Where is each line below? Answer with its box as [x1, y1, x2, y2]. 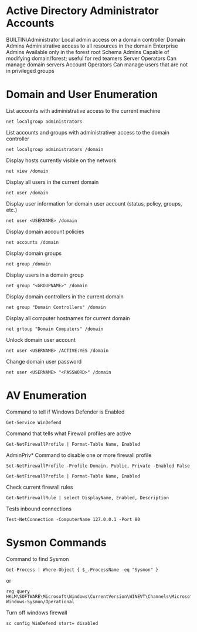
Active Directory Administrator [6, 4, 159, 18]
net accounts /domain [6, 239, 59, 245]
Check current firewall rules [6, 483, 73, 490]
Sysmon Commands [6, 536, 107, 549]
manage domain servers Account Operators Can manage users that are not [6, 60, 188, 68]
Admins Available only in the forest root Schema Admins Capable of [6, 48, 169, 55]
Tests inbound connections [6, 505, 72, 512]
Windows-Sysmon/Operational [6, 599, 75, 604]
